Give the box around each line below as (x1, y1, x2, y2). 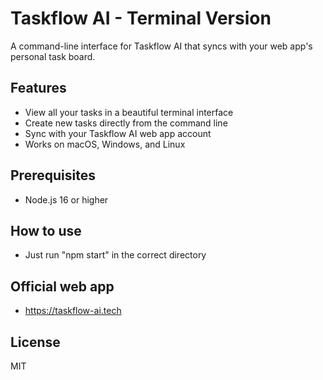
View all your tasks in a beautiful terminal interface (24, 106, 234, 118)
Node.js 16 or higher (24, 193, 109, 206)
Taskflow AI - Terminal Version (10, 7, 272, 30)
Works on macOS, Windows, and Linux (24, 138, 186, 150)
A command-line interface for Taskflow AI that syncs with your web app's (10, 40, 313, 52)
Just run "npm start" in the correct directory (24, 249, 207, 261)
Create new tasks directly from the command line (24, 117, 228, 129)
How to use (10, 222, 82, 239)
